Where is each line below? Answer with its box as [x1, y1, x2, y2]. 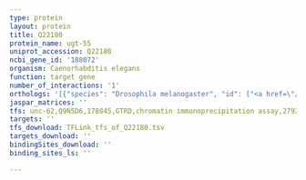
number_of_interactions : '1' [9, 81, 120, 90]
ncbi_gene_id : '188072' [9, 55, 100, 65]
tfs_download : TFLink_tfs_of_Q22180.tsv [9, 124, 166, 133]
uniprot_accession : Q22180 [9, 47, 112, 56]
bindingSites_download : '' [9, 140, 112, 149]
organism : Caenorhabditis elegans [9, 65, 141, 74]
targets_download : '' [9, 132, 92, 141]
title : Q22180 [9, 30, 64, 39]
